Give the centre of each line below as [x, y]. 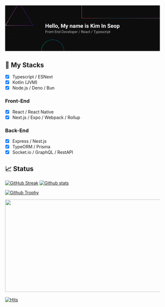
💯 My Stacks [25, 65]
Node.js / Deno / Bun [33, 88]
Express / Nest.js [29, 141]
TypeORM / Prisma [31, 147]
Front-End [17, 101]
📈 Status [19, 169]
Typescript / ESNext [32, 77]
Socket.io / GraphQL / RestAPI [43, 152]
